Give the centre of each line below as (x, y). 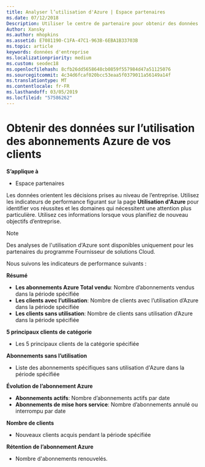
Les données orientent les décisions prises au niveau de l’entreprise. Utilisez (103, 195)
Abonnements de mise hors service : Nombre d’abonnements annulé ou (106, 404)
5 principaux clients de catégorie (49, 332)
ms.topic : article (30, 47)
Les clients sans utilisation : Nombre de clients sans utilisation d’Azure (104, 313)
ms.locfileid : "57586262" (39, 98)
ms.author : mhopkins (33, 35)
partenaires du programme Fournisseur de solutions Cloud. (81, 251)
